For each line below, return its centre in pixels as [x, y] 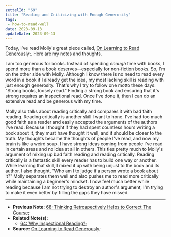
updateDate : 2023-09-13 [31, 34]
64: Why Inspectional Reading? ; [54, 223]
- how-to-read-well [28, 24]
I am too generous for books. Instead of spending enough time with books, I [85, 63]
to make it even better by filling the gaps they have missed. [67, 192]
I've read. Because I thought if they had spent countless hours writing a [80, 127]
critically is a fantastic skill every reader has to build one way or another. [81, 160]
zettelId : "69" [21, 10]
